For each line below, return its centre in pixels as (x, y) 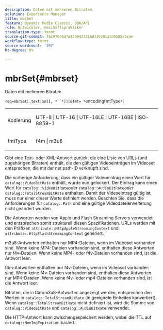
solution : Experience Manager (36, 14)
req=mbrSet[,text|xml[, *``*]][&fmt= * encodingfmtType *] (65, 101)
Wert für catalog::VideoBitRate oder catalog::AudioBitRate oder (69, 188)
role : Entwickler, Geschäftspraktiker (44, 28)
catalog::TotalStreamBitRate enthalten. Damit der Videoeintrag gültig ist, (78, 193)
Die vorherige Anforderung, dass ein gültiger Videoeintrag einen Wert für (78, 178)
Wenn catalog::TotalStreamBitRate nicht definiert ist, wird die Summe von (80, 303)
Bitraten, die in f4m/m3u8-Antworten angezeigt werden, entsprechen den (78, 293)
